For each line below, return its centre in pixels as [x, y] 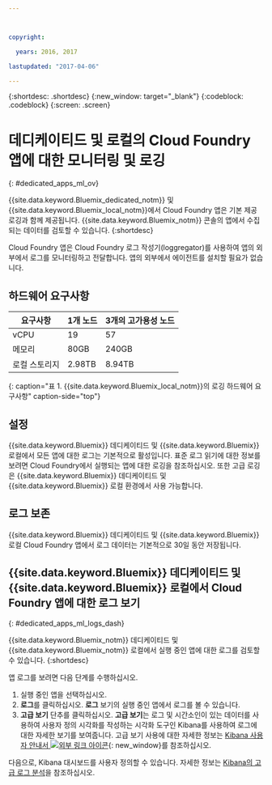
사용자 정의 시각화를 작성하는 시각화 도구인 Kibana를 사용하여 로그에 [149, 724]
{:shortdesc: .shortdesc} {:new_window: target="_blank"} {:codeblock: [126, 96]
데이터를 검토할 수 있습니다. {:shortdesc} [88, 231]
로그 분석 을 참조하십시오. [56, 772]
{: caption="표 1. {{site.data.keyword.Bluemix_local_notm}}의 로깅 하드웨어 [131, 386]
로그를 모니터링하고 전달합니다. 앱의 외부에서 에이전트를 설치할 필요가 [139, 258]
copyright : [27, 37]
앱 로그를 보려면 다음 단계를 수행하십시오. [73, 677]
